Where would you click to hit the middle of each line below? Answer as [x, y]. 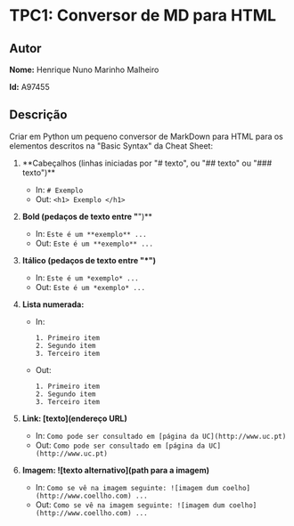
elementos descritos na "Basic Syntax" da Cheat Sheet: [111, 146]
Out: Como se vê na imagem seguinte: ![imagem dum [130, 505]
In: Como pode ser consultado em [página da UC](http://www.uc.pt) [161, 435]
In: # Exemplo [59, 190]
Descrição [38, 115]
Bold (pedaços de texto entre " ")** [87, 216]
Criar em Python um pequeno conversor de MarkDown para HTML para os [146, 136]
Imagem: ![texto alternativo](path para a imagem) [115, 470]
